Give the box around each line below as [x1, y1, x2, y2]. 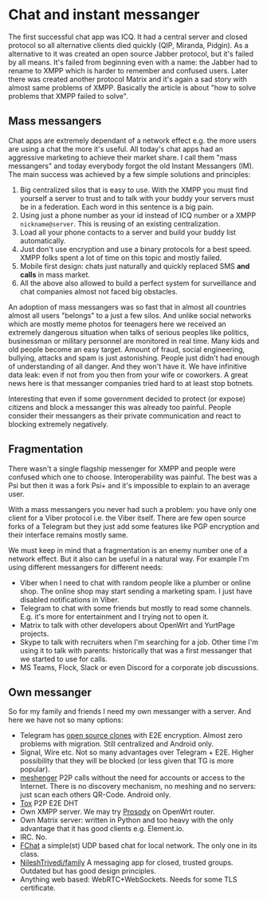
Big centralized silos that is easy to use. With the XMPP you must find [19, 185, 249, 195]
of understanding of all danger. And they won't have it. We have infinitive [8, 361, 247, 371]
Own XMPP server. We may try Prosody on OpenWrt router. [19, 807, 215, 817]
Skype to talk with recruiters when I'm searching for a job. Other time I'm [19, 637, 259, 647]
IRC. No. [19, 832, 48, 842]
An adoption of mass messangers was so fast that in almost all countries [8, 302, 247, 312]
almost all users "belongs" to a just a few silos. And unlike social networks [8, 310, 252, 320]
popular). [19, 764, 50, 775]
